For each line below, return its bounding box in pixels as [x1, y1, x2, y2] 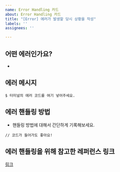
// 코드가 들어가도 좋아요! [5, 132, 53, 138]
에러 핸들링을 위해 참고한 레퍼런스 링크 [5, 147, 115, 156]
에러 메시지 [5, 79, 37, 87]
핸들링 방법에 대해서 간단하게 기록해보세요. [12, 122, 95, 128]
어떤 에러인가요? [5, 50, 53, 58]
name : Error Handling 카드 [5, 7, 59, 12]
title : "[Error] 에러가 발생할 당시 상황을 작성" [5, 16, 96, 21]
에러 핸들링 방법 [5, 108, 51, 116]
